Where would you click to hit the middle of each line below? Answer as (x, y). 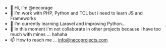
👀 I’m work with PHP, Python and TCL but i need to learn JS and (76, 13)
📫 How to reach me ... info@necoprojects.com (59, 40)
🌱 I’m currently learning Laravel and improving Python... (68, 23)
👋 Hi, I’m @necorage (31, 8)
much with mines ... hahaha (39, 34)
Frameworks (23, 18)
